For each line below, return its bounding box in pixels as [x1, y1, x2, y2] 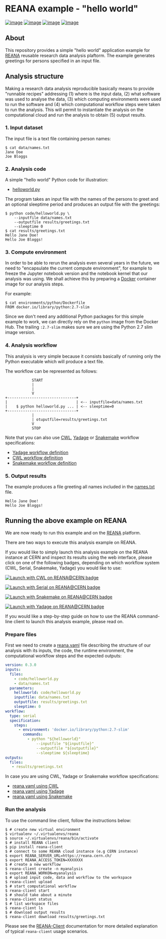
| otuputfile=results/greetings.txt [31, 417, 108, 422]
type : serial [9, 713, 37, 718]
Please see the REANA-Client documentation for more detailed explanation [5, 923, 158, 929]
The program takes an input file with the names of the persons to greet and [5, 196, 159, 202]
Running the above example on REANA [5, 517, 127, 525]
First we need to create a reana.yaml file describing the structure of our [5, 642, 151, 648]
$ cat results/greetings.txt [5, 229, 65, 234]
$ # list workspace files [5, 901, 58, 906]
